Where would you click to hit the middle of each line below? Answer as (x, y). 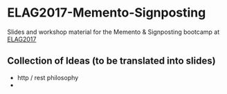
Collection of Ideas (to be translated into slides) (111, 61)
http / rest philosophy (48, 77)
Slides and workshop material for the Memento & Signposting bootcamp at (113, 32)
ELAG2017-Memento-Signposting (107, 13)
